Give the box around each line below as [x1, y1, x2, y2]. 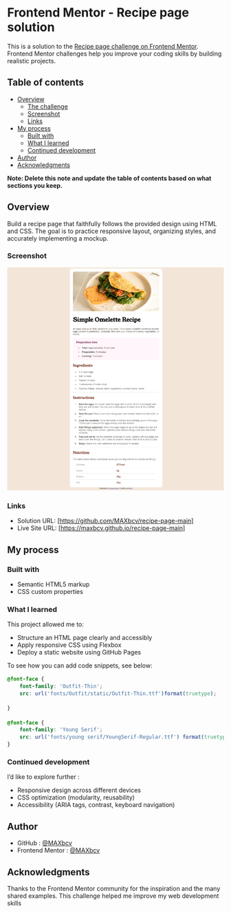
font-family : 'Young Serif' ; [19, 727, 103, 734]
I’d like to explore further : [7, 773, 80, 781]
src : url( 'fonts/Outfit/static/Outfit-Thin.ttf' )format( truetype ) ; [19, 690, 217, 697]
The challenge [27, 102, 69, 111]
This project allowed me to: [7, 620, 85, 628]
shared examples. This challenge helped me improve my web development [7, 892, 219, 900]
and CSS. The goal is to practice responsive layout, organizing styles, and [7, 227, 217, 235]
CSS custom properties [16, 588, 84, 596]
